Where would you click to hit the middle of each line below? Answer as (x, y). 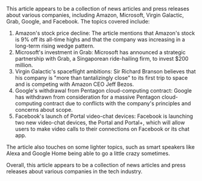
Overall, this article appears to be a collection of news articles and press (96, 165)
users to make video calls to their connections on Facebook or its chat (102, 129)
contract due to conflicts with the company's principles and (117, 103)
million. (24, 65)
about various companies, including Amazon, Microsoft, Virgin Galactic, (95, 15)
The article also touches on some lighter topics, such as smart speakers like (100, 147)
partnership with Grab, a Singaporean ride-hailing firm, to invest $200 (102, 59)
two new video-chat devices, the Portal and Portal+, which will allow (100, 122)
